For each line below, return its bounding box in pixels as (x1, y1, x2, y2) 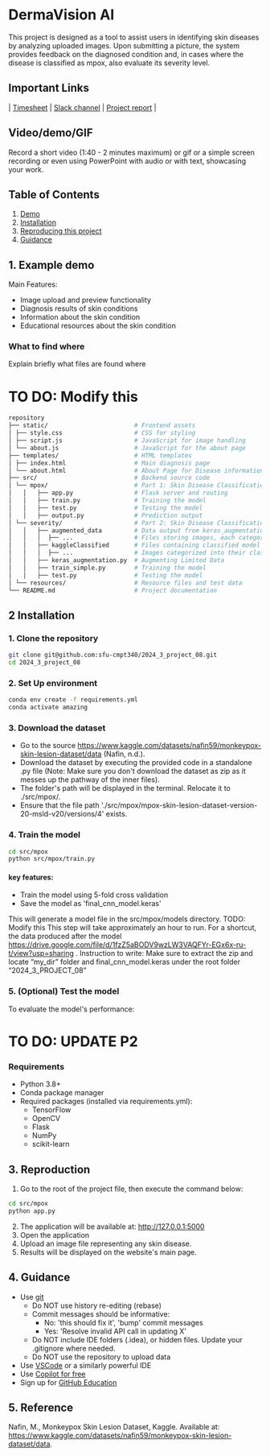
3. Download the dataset (8, 722, 106, 734)
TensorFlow (31, 1105, 72, 1115)
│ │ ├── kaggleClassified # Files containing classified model (8, 541, 261, 549)
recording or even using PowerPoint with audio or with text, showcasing (8, 155, 247, 166)
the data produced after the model (8, 932, 122, 941)
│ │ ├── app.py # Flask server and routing (8, 489, 228, 497)
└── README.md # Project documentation (8, 586, 218, 594)
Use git (19, 1292, 44, 1301)
